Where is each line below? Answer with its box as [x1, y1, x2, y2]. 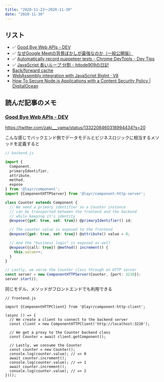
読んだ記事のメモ [5, 98, 57, 107]
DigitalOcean [12, 83, 39, 89]
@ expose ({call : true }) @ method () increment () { [9, 245, 109, 250]
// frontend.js [5, 296, 36, 301]
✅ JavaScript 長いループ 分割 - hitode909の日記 [12, 62, 109, 68]
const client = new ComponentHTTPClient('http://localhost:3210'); [9, 321, 150, 326]
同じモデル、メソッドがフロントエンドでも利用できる [5, 286, 113, 292]
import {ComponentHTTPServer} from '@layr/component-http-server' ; [5, 191, 146, 196]
